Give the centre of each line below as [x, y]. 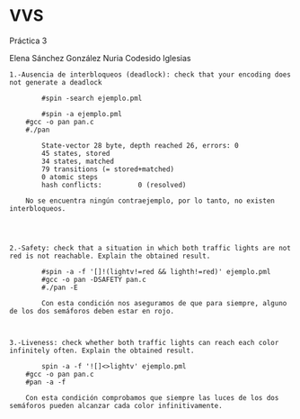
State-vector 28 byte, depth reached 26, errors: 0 [141, 145]
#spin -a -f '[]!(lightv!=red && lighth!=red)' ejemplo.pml [156, 271]
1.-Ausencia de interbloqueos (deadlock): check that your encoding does [150, 74]
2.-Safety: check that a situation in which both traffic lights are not [150, 248]
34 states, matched [78, 161]
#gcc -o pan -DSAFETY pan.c [94, 279]
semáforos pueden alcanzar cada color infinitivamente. [116, 405]
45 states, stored [76, 153]
